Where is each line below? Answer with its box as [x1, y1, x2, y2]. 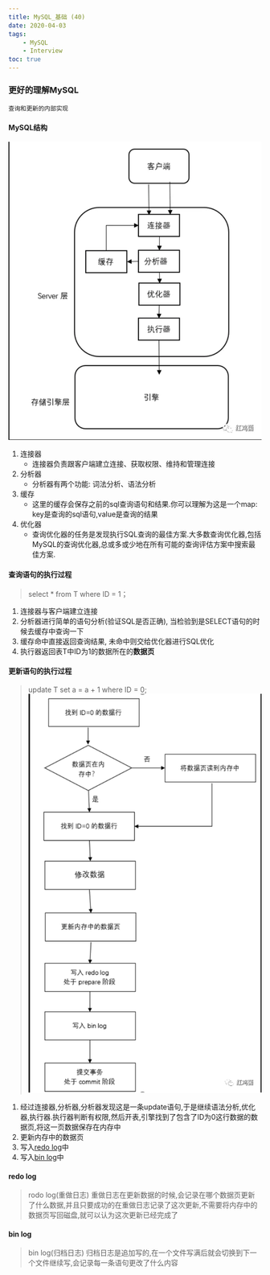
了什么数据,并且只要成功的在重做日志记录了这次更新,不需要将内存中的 [27, 1200, 258, 1210]
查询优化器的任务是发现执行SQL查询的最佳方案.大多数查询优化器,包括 [31, 529, 262, 539]
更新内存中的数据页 [19, 1132, 84, 1141]
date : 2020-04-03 [8, 21, 67, 30]
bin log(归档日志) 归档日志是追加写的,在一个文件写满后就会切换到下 [27, 1248, 251, 1258]
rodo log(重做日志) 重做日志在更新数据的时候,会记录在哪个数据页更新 [27, 1191, 256, 1200]
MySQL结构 [8, 122, 48, 132]
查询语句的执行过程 [8, 570, 72, 579]
